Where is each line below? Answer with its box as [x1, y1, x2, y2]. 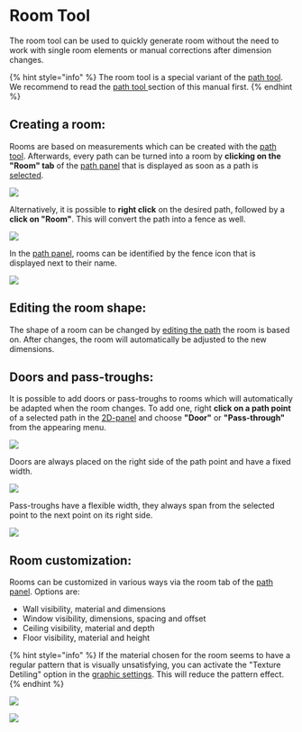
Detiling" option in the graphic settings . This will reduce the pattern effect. [9, 669, 285, 680]
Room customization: [9, 553, 133, 568]
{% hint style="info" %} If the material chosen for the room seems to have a [9, 650, 291, 661]
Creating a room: [9, 117, 106, 132]
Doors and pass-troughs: [9, 369, 154, 384]
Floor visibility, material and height [22, 632, 151, 644]
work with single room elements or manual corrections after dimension [9, 44, 272, 55]
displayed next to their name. [9, 258, 117, 268]
